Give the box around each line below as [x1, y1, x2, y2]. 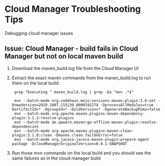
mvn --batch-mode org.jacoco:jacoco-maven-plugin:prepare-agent [14, 137, 149, 142]
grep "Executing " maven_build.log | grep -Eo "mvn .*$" [14, 90, 134, 95]
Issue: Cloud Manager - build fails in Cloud [4, 44, 138, 53]
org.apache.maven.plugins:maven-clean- [51, 128, 134, 133]
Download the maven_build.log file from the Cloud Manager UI [11, 65, 139, 71]
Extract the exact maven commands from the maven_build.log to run [11, 75, 151, 81]
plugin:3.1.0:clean [11, 133, 52, 137]
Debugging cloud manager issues [4, 30, 74, 36]
